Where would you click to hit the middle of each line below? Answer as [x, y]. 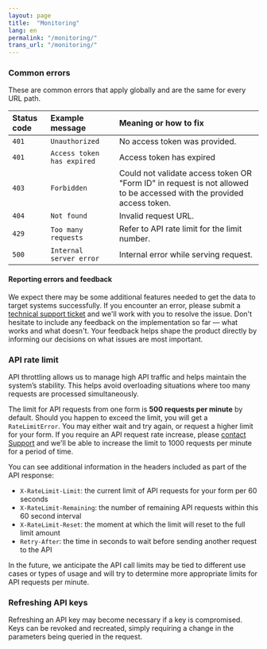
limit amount [40, 532]
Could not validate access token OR [186, 173]
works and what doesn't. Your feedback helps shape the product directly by [132, 330]
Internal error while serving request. [186, 255]
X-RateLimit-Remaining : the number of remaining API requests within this [139, 507]
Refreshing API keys [48, 602]
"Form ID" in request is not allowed [184, 183]
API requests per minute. [49, 581]
